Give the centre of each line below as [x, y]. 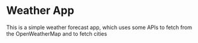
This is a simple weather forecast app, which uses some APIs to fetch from [99, 27]
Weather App [40, 11]
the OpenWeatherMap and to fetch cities [57, 33]
